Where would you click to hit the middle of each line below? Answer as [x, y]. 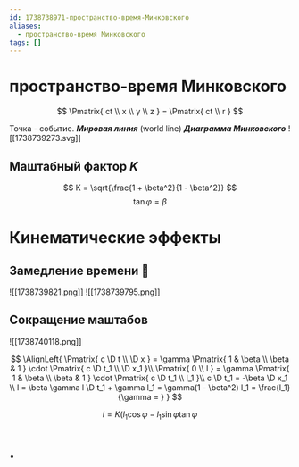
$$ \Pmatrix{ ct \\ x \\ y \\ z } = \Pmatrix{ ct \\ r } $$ [150, 112]
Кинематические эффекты [115, 238]
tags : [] [25, 42]
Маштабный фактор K [74, 166]
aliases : [25, 26]
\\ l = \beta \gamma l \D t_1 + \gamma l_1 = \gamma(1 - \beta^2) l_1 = [133, 387]
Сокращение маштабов [79, 320]
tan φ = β [150, 201]
